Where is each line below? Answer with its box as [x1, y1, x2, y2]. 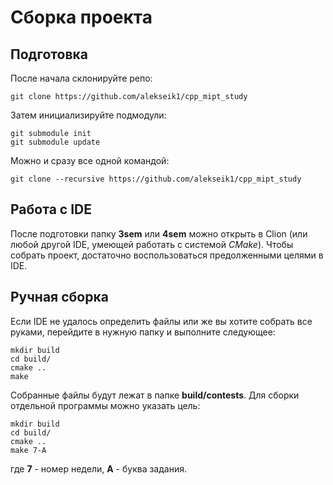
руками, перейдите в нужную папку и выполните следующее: [10, 326, 276, 338]
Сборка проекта [10, 6, 153, 29]
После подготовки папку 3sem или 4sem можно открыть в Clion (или [10, 227, 308, 240]
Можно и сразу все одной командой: [10, 155, 170, 166]
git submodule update [10, 137, 101, 147]
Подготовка [10, 46, 88, 63]
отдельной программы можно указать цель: [10, 399, 201, 411]
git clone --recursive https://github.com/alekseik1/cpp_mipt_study [10, 174, 302, 184]
